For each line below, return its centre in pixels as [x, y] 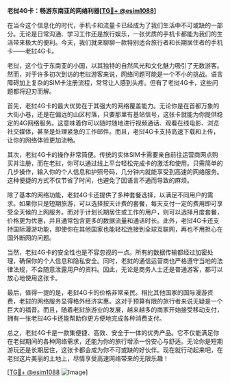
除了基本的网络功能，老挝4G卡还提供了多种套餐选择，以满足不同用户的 [107, 195]
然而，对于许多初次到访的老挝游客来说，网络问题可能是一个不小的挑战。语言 [115, 74]
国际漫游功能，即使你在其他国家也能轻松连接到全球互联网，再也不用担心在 [118, 229]
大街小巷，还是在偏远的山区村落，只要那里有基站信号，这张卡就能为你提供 [112, 114]
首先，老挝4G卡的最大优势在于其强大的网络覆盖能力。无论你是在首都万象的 [113, 106]
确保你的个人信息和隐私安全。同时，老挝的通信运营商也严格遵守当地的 [118, 261]
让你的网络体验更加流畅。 [43, 140]
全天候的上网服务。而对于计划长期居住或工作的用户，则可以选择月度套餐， [118, 212]
